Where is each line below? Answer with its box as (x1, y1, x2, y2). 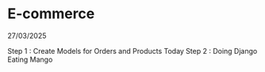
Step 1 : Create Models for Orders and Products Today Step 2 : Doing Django (7, 46, 258, 55)
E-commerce (7, 5, 95, 23)
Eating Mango (7, 55, 53, 64)
